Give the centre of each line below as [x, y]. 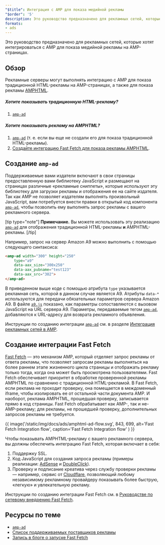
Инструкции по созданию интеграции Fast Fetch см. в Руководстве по [79, 494]
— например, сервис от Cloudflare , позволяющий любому [73, 474]
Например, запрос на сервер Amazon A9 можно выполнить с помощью [81, 241]
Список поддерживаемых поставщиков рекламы [64, 532]
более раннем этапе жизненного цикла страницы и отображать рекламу [82, 367]
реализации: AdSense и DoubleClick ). [51, 464]
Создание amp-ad [32, 164]
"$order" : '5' [20, 14]
